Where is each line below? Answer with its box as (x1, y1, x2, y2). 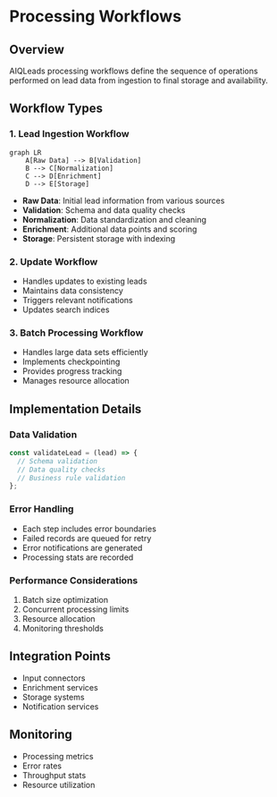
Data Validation (9, 428, 78, 440)
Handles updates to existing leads (21, 276, 147, 286)
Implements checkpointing (21, 356, 121, 368)
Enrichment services (21, 682, 98, 692)
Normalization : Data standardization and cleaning (21, 214, 207, 225)
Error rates (21, 760, 63, 771)
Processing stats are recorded (21, 552, 134, 563)
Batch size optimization (21, 594, 109, 605)
